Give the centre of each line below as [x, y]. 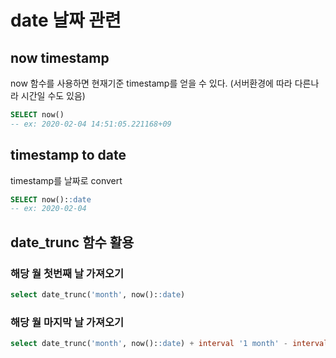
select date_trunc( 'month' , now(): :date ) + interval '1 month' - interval [169, 344]
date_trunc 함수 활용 [72, 242]
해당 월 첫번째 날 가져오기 [67, 273]
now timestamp [60, 57]
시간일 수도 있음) [53, 95]
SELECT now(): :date [51, 199]
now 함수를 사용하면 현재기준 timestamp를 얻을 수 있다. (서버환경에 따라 [151, 83]
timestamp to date [68, 155]
